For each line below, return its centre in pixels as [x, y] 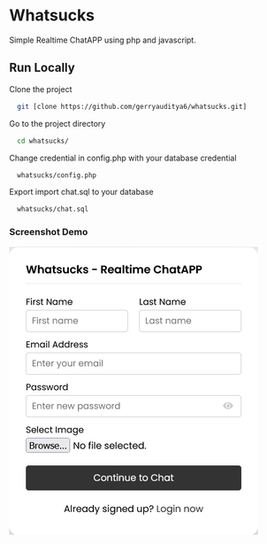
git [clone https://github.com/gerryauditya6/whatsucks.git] [132, 106]
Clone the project [41, 89]
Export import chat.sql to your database [82, 192]
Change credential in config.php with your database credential [123, 158]
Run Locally [42, 68]
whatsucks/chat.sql [53, 209]
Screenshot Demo [49, 232]
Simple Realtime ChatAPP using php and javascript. [103, 40]
